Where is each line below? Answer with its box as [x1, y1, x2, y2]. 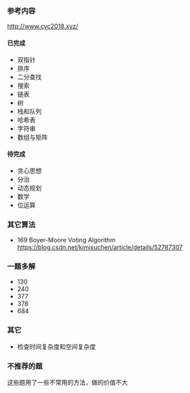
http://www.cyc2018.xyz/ [7, 22, 78, 30]
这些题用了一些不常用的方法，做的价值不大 [7, 378, 128, 386]
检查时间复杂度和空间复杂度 [17, 342, 96, 350]
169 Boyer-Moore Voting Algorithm [17, 236, 116, 244]
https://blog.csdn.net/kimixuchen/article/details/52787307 [17, 243, 183, 251]
